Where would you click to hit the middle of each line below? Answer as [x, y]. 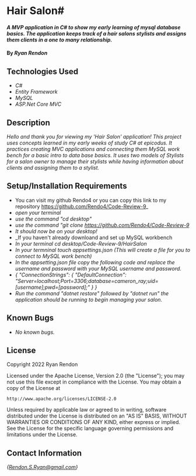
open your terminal [38, 212]
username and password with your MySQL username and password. [98, 268]
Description [28, 123]
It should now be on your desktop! [56, 231]
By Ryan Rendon [27, 53]
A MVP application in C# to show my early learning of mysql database [94, 27]
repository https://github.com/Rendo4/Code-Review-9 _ [82, 206]
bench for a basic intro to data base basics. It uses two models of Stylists [95, 155]
